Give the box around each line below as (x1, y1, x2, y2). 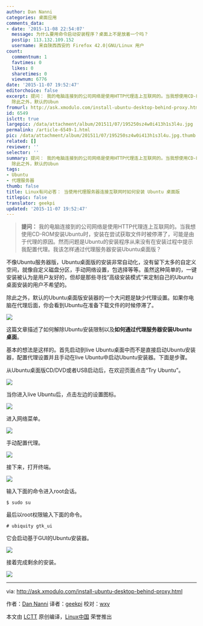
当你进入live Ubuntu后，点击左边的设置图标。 (6, 391, 120, 398)
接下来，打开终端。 (6, 463, 54, 471)
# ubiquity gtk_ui (6, 523, 53, 529)
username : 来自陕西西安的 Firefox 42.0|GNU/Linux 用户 (11, 43, 144, 49)
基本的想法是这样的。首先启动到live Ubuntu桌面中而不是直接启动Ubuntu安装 (6, 346, 196, 354)
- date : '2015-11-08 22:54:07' (6, 25, 85, 32)
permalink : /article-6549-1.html (6, 127, 91, 133)
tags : (6, 166, 20, 172)
